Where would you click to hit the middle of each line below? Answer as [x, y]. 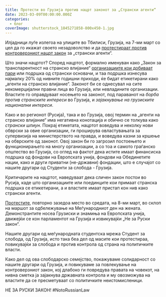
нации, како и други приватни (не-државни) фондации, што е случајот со [83, 162]
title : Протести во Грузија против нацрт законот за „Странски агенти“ [81, 10]
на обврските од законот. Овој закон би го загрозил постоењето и [76, 141]
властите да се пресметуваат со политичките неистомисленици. [74, 281]
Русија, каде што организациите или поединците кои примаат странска [81, 183]
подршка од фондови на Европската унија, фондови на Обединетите [78, 157]
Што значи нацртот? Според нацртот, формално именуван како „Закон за [83, 63]
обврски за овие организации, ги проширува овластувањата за [73, 131]
